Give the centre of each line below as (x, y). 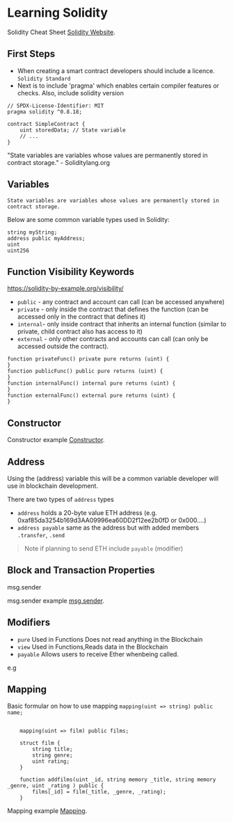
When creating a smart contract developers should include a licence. (116, 70)
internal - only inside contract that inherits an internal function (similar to (122, 324)
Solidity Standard (44, 79)
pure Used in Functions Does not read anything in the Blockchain (110, 639)
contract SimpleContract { (46, 124)
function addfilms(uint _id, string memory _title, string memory (118, 780)
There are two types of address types (61, 499)
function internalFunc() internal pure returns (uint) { (91, 384)
